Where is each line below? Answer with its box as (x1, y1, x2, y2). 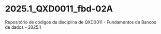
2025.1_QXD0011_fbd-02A (5, 3, 113, 14)
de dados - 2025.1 (5, 24, 41, 30)
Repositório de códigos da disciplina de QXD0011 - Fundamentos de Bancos (5, 19, 156, 25)
